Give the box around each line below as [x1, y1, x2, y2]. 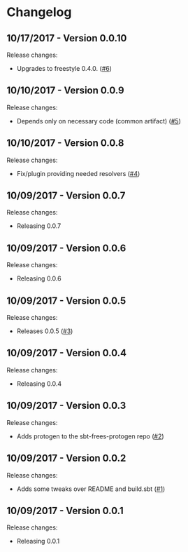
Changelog [6, 4, 72, 20]
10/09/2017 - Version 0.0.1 [6, 504, 124, 516]
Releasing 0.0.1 [16, 537, 60, 546]
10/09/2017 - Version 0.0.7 [6, 190, 126, 202]
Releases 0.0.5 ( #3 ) [16, 327, 73, 335]
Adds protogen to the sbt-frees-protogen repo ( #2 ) [16, 432, 165, 440]
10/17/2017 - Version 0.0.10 [6, 32, 127, 44]
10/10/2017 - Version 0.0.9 [6, 85, 124, 97]
